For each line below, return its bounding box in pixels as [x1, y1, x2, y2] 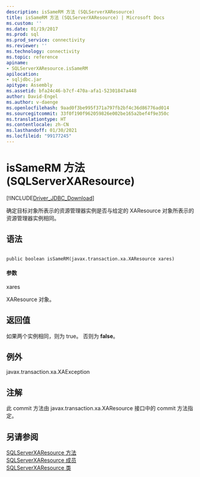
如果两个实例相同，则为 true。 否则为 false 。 [6, 332, 119, 340]
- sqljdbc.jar [6, 76, 42, 83]
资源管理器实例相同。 [6, 214, 59, 222]
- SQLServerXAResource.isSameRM [6, 65, 88, 72]
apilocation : [6, 71, 39, 77]
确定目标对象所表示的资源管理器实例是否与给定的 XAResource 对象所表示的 [6, 207, 195, 214]
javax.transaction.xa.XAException [6, 368, 90, 376]
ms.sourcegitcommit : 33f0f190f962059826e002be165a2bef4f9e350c [6, 110, 170, 117]
